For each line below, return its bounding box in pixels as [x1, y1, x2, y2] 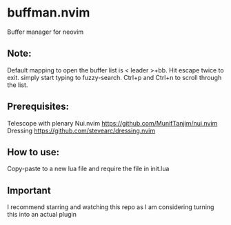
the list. [7, 81, 28, 89]
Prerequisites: [7, 101, 69, 112]
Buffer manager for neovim [7, 28, 84, 36]
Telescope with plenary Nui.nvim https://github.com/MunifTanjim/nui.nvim [7, 119, 218, 127]
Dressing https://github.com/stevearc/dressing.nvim [7, 126, 156, 135]
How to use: [7, 146, 60, 158]
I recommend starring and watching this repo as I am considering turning [7, 203, 214, 211]
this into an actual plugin [7, 211, 77, 219]
